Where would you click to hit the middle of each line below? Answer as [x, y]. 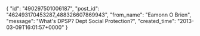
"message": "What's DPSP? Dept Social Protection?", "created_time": [91, 21]
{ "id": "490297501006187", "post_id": [53, 9]
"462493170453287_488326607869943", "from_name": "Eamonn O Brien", [99, 15]
